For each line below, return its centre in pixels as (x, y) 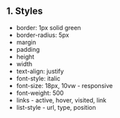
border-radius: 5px (43, 35)
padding (28, 49)
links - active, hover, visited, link (61, 100)
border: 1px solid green (48, 27)
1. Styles (25, 11)
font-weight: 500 (40, 93)
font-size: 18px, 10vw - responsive (64, 85)
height (25, 57)
